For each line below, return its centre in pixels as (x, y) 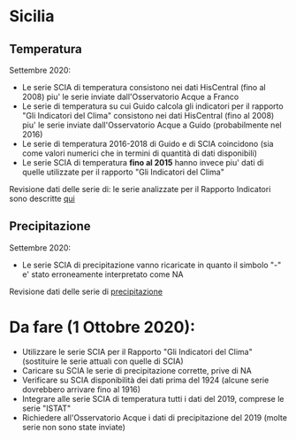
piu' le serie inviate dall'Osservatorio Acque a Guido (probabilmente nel (152, 125)
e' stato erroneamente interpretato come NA (102, 274)
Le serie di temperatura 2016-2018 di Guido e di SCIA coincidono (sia (148, 144)
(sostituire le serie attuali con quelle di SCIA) (102, 361)
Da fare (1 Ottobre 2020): (102, 327)
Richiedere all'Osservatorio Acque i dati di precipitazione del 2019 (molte (154, 417)
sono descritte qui (42, 198)
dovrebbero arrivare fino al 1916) (81, 389)
